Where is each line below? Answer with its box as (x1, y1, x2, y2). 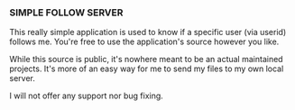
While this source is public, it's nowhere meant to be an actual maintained (9, 54, 283, 65)
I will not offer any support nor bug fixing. (9, 90, 164, 101)
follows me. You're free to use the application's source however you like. (9, 36, 280, 47)
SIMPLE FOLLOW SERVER (9, 6, 124, 19)
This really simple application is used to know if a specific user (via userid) (9, 27, 287, 38)
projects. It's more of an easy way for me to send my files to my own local (9, 63, 284, 74)
